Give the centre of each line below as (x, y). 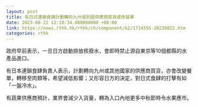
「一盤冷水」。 (23, 85)
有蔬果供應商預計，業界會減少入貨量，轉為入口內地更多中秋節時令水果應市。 (99, 98)
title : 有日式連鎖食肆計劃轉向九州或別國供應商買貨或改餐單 (70, 17)
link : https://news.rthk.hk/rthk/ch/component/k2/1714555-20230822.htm (96, 28)
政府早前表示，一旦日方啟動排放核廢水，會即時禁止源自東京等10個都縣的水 (97, 51)
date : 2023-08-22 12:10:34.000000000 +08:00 (62, 22)
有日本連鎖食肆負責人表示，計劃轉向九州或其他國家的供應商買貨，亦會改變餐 (99, 71)
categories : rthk (27, 34)
